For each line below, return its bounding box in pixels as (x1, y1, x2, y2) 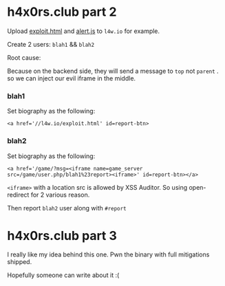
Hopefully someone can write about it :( (7, 271, 120, 279)
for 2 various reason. (30, 190, 90, 199)
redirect (7, 190, 30, 199)
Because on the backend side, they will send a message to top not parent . (7, 67, 219, 75)
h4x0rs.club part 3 (7, 228, 117, 243)
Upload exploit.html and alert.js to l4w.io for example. (7, 27, 160, 35)
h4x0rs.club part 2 (7, 4, 117, 20)
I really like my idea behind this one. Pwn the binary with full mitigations (7, 250, 210, 258)
